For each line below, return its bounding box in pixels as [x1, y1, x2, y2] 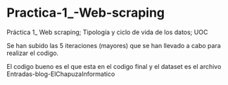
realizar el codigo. [6, 49, 59, 57]
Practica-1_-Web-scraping [6, 5, 165, 21]
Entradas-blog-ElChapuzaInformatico [6, 70, 115, 78]
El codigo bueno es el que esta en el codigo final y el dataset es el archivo [6, 62, 222, 70]
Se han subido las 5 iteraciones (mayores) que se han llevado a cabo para [6, 41, 221, 49]
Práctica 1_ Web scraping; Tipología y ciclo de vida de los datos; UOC [6, 28, 208, 36]
